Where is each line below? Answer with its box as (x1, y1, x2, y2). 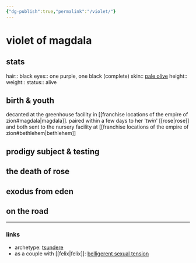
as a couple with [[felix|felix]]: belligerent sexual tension (14, 250, 149, 257)
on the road (6, 206, 48, 216)
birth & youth (6, 96, 54, 106)
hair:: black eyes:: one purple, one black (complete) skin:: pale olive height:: (6, 72, 188, 79)
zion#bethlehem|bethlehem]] (6, 130, 76, 137)
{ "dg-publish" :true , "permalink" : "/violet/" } (6, 8, 116, 15)
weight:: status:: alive (6, 78, 57, 85)
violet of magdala (6, 33, 92, 47)
